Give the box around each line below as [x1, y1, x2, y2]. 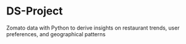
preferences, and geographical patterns [6, 30, 106, 37]
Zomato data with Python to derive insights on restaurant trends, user [6, 24, 180, 31]
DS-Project [6, 4, 63, 18]
